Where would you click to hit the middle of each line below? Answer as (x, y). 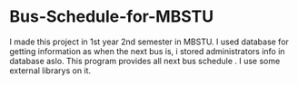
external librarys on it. (50, 71)
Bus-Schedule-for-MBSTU (112, 17)
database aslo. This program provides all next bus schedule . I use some (145, 61)
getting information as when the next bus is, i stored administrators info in (147, 51)
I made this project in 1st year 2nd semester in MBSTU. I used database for (149, 42)
